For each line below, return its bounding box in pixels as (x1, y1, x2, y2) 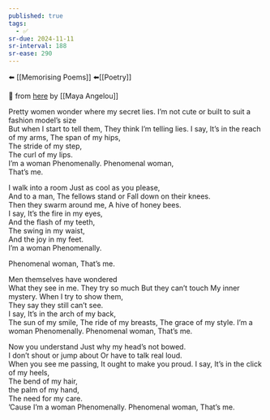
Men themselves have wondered (8, 275, 118, 284)
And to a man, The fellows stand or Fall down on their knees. (8, 191, 211, 201)
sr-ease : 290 (8, 49, 53, 58)
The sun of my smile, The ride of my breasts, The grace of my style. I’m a (8, 318, 253, 327)
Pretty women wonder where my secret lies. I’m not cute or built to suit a (8, 107, 251, 116)
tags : (8, 19, 27, 28)
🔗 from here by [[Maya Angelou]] (8, 91, 119, 101)
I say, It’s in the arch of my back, (8, 309, 116, 319)
